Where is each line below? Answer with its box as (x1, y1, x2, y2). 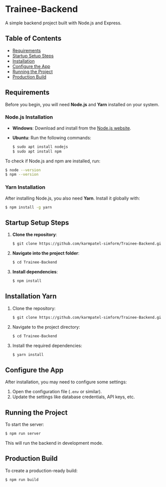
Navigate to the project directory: (12, 324, 80, 330)
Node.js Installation (5, 114, 54, 121)
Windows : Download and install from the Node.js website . (12, 125, 131, 131)
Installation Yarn (5, 292, 57, 301)
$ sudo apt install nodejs (12, 144, 68, 149)
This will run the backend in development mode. (5, 440, 104, 446)
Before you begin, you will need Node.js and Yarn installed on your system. (5, 101, 160, 107)
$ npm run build (5, 477, 39, 482)
